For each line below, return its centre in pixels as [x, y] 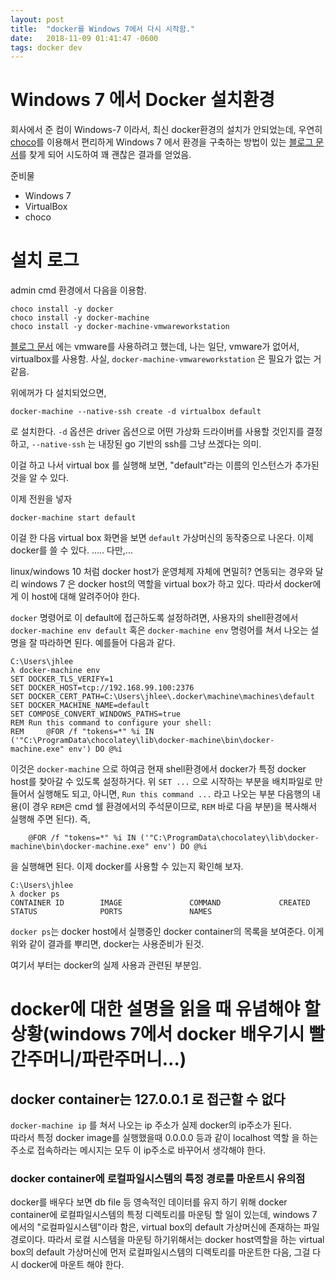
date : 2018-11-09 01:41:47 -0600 [84, 38]
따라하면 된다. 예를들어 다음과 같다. [107, 643]
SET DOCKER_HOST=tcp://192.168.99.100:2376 [102, 688]
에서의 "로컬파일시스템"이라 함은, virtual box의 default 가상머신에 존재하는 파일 [165, 1227]
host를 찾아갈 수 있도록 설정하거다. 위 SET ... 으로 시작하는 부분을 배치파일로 [161, 782]
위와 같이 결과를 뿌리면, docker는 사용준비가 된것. [107, 944]
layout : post [37, 19]
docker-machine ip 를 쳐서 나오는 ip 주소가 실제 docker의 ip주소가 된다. [151, 1125]
